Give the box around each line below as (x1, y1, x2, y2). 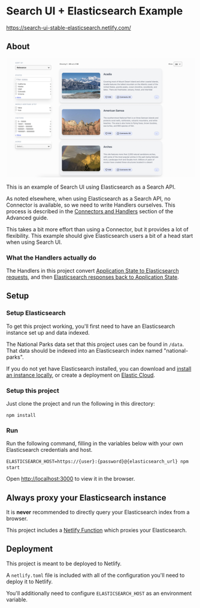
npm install (6, 412, 36, 418)
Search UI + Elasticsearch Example (6, 4, 183, 18)
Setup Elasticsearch (6, 309, 66, 317)
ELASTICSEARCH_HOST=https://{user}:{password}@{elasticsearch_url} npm (6, 458, 189, 465)
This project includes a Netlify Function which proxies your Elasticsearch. (6, 527, 187, 534)
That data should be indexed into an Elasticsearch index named (6, 347, 163, 354)
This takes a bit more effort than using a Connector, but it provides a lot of (6, 225, 189, 233)
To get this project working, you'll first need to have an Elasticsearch (6, 323, 175, 330)
